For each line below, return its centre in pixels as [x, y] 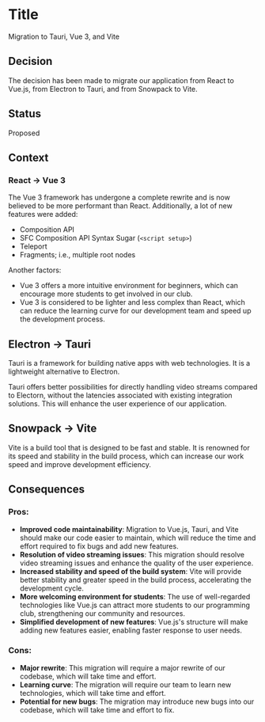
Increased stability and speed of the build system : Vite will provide [131, 571]
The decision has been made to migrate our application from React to [121, 80]
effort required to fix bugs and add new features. [99, 546]
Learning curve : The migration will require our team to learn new [125, 684]
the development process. [62, 319]
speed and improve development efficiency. [80, 464]
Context [28, 157]
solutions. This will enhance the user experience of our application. [117, 404]
